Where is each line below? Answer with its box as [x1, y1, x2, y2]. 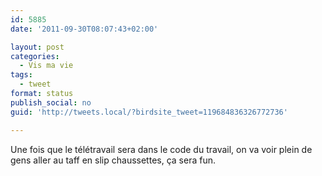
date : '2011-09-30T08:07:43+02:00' [10, 24, 159, 34]
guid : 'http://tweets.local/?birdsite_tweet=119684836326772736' [10, 107, 288, 117]
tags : [10, 70, 33, 80]
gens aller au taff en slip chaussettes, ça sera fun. [10, 154, 216, 166]
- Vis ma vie [19, 61, 74, 71]
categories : [10, 51, 60, 61]
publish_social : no [10, 97, 92, 108]
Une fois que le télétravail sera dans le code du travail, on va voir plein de [10, 143, 313, 155]
